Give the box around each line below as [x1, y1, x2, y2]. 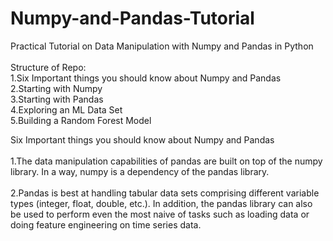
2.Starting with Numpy [10, 82, 103, 94]
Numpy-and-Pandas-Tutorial [10, 7, 255, 30]
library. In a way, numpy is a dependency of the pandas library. [10, 165, 270, 177]
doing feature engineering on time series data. [10, 218, 202, 231]
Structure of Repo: [10, 61, 87, 73]
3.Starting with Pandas [10, 93, 104, 105]
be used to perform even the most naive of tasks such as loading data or [10, 208, 310, 220]
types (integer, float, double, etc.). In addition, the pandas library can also [10, 197, 313, 209]
